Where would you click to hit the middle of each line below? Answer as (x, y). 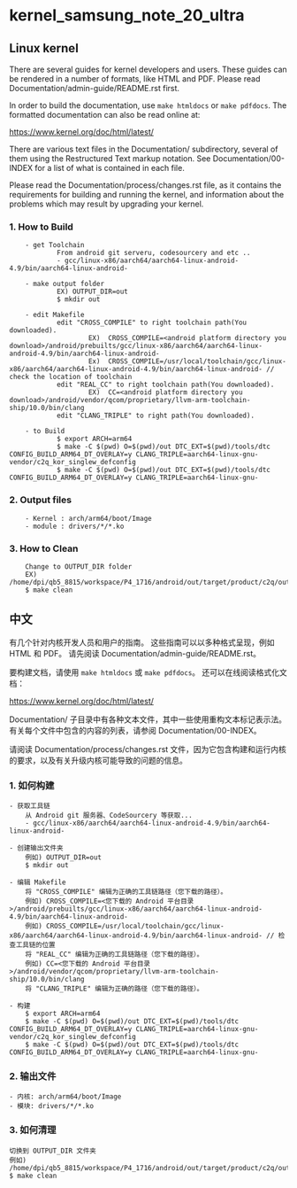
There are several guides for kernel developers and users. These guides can (148, 69)
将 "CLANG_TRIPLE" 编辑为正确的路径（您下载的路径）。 (114, 989)
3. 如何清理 (33, 1130)
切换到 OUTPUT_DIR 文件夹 (53, 1151)
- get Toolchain (55, 245)
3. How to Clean (44, 548)
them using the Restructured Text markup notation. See (110, 159)
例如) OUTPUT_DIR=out (63, 858)
